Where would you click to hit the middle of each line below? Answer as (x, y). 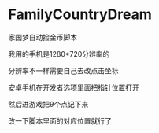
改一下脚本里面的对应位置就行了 (60, 120)
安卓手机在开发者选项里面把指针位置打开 (74, 87)
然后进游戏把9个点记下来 (48, 104)
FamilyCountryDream (80, 15)
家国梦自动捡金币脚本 (43, 37)
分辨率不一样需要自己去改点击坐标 (63, 70)
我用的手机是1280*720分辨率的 (59, 54)
